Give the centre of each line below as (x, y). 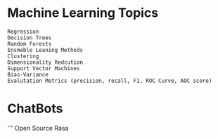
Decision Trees (30, 38)
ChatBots (35, 108)
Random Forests (30, 44)
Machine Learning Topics (83, 13)
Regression (23, 32)
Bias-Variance (28, 74)
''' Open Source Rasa (38, 128)
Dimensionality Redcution (45, 62)
